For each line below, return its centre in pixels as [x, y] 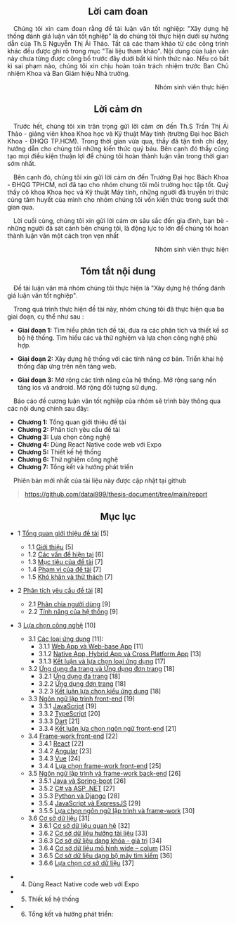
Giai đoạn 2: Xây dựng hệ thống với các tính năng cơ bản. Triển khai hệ [120, 359]
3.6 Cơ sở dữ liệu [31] [59, 818]
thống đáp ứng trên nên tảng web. [67, 366]
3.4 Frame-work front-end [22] [73, 736]
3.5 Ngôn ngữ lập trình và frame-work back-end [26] [104, 774]
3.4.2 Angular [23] [65, 751]
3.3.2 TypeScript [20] [69, 714]
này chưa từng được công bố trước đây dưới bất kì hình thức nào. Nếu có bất [118, 58]
